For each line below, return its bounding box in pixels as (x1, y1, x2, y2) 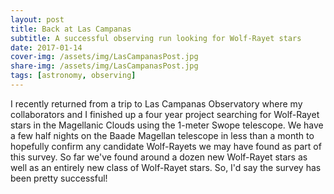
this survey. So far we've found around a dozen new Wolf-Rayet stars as (10, 151, 308, 163)
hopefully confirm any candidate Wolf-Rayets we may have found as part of (10, 140, 322, 152)
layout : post (10, 14, 65, 25)
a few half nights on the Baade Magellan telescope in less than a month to (10, 129, 315, 141)
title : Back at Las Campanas (10, 24, 132, 34)
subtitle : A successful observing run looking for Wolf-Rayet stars (10, 33, 302, 43)
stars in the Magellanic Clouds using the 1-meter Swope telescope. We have (10, 119, 324, 131)
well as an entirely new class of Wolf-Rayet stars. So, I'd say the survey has (10, 161, 322, 173)
